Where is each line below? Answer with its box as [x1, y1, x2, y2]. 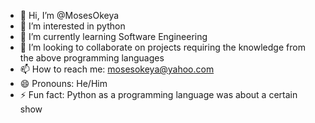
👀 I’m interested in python [19, 20, 126, 32]
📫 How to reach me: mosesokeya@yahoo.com [19, 63, 215, 75]
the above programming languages [19, 52, 165, 64]
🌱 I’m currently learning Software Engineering [19, 31, 208, 42]
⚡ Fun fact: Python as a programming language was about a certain [19, 89, 298, 100]
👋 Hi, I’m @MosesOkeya [19, 10, 120, 21]
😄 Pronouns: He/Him [19, 78, 108, 89]
